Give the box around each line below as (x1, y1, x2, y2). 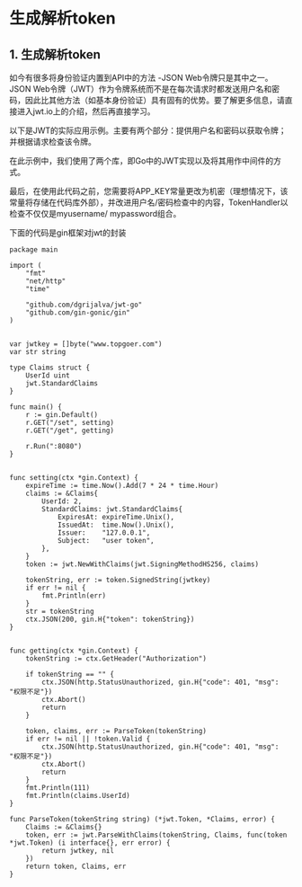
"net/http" (25, 277, 67, 286)
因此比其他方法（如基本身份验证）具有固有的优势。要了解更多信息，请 (24, 95, 285, 105)
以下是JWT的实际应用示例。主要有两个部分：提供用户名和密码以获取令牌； (9, 125, 287, 136)
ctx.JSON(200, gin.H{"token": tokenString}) (25, 615, 195, 624)
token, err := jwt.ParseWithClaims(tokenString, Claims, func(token (25, 830, 288, 839)
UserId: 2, (41, 497, 83, 506)
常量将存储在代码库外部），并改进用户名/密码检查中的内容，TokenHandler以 (9, 197, 289, 208)
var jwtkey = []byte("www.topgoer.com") (9, 340, 164, 349)
